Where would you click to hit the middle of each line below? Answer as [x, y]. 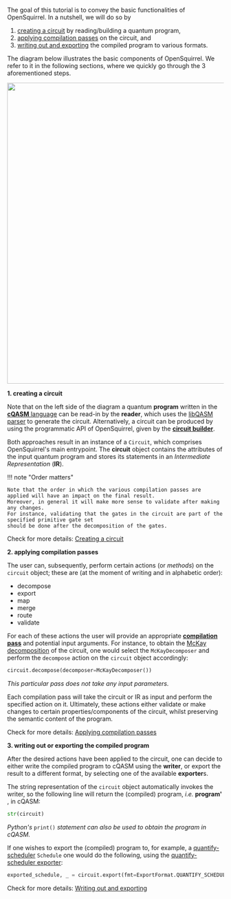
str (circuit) [26, 814]
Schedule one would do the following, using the [103, 855]
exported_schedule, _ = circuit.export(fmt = [72, 875]
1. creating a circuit [35, 393]
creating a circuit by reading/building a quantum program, [99, 31]
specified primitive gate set [51, 520]
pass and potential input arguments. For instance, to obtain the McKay [107, 643]
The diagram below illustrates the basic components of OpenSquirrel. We [111, 58]
